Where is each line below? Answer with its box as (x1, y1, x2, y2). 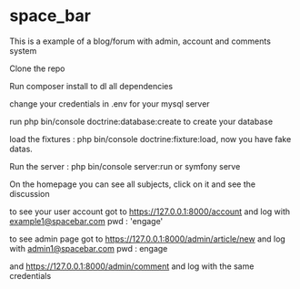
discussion (9, 188, 50, 199)
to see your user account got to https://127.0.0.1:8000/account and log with (9, 206, 291, 217)
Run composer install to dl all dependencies (9, 80, 174, 91)
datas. (9, 143, 34, 154)
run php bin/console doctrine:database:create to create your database (9, 116, 274, 127)
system (9, 45, 37, 56)
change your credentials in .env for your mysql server (9, 98, 211, 109)
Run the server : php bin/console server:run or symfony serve (9, 160, 241, 171)
